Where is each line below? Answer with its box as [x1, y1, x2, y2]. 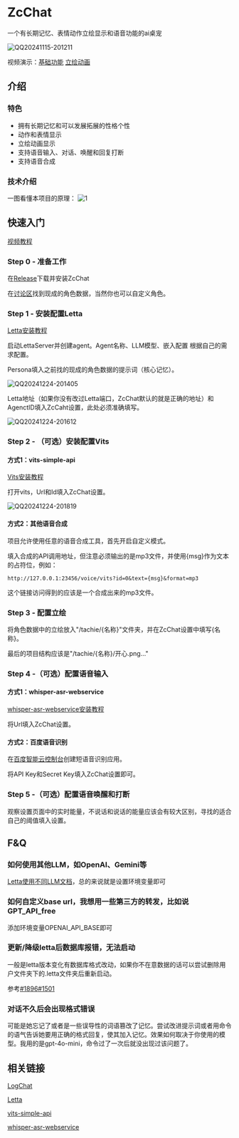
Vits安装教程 [7, 473, 44, 481]
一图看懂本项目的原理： [7, 194, 76, 202]
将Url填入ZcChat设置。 [7, 720, 75, 729]
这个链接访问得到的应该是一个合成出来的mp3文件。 [7, 588, 158, 597]
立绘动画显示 [17, 139, 55, 147]
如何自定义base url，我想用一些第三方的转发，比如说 [7, 897, 189, 907]
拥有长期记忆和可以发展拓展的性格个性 [17, 121, 130, 130]
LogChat [7, 1081, 33, 1090]
